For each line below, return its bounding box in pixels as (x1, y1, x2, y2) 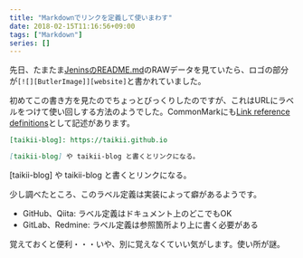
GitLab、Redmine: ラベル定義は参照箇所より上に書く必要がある (22, 219, 259, 230)
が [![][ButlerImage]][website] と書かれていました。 (9, 76, 206, 87)
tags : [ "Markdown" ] (9, 30, 83, 39)
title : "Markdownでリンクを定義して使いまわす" (9, 13, 173, 23)
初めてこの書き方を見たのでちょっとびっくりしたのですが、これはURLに (9, 95, 279, 106)
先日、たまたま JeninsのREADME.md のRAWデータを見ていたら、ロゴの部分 (9, 64, 289, 75)
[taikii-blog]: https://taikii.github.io (9, 136, 168, 145)
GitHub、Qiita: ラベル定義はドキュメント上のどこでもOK (22, 208, 232, 218)
